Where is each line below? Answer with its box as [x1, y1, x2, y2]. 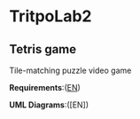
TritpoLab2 [9, 6, 92, 27]
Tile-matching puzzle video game [9, 65, 132, 75]
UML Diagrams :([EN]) [9, 99, 89, 110]
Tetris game [9, 42, 77, 57]
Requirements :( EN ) [9, 83, 82, 92]
